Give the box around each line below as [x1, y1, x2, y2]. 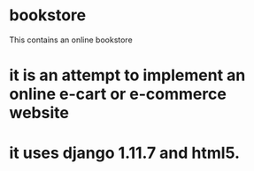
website [9, 103, 69, 123]
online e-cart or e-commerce [9, 85, 227, 104]
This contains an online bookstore [9, 34, 133, 45]
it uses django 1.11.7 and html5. [9, 143, 241, 163]
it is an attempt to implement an [9, 65, 246, 85]
